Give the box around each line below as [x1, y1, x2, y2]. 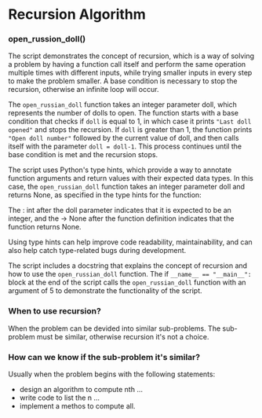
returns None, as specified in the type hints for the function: [8, 190, 202, 200]
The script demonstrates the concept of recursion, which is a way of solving [8, 51, 255, 60]
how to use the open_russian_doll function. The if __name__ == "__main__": [8, 269, 252, 279]
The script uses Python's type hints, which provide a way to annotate [8, 165, 232, 174]
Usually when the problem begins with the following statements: [8, 369, 216, 379]
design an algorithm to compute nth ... [19, 385, 144, 394]
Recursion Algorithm [8, 5, 147, 24]
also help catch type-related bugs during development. [8, 246, 187, 255]
